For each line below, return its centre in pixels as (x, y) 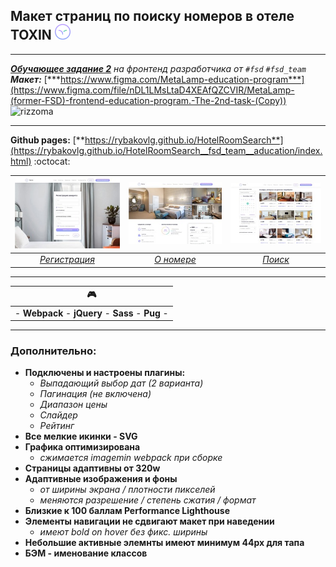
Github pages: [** (47, 140)
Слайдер (58, 415)
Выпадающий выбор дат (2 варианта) (121, 383)
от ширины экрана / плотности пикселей (127, 490)
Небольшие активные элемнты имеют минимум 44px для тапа (164, 543)
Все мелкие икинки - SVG (81, 436)
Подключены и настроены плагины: (105, 373)
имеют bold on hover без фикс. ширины (123, 532)
